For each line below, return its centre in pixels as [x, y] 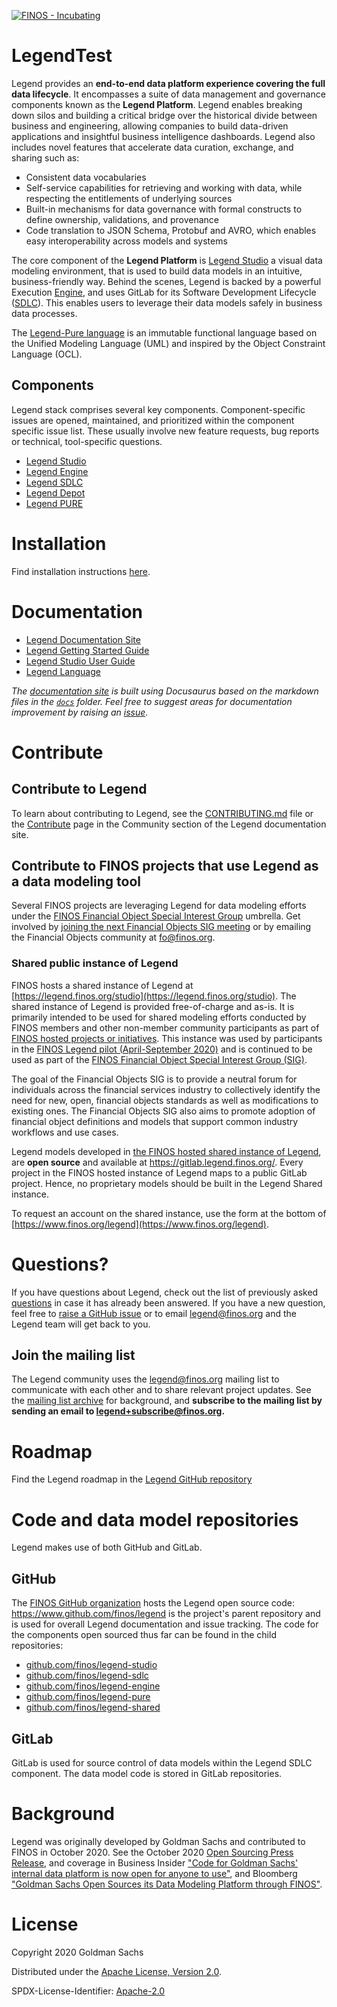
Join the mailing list [73, 1355]
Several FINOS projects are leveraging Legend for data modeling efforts [159, 906]
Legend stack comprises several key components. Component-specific [158, 409]
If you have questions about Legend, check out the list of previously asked [165, 1292]
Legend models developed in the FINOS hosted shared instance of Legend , [166, 1151]
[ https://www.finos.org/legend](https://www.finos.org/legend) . [140, 1224]
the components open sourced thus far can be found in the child [144, 1635]
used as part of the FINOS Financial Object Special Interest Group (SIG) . [159, 1059]
